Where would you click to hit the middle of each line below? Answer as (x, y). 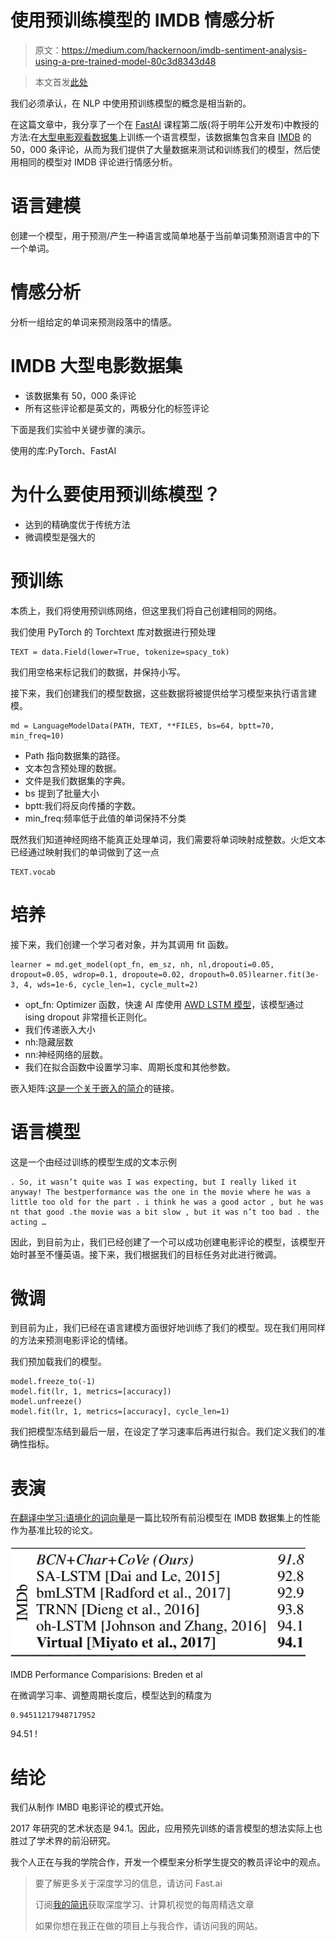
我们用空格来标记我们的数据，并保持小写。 (98, 672)
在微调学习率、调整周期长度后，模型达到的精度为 (111, 1695)
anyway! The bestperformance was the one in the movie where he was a (160, 1192)
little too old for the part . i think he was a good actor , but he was (167, 1202)
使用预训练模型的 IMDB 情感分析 (142, 20)
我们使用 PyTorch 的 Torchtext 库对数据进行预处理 (113, 632)
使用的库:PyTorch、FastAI (63, 450)
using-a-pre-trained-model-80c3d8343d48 (125, 61)
